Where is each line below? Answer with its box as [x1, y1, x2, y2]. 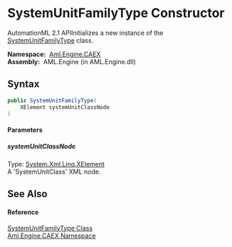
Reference [7, 208, 39, 216]
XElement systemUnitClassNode [20, 103, 110, 111]
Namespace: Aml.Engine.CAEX [7, 50, 101, 58]
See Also [7, 188, 48, 200]
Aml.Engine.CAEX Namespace [7, 231, 96, 240]
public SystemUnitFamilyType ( [7, 97, 97, 104]
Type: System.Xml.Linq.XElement [7, 159, 105, 168]
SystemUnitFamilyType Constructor [7, 5, 225, 21]
